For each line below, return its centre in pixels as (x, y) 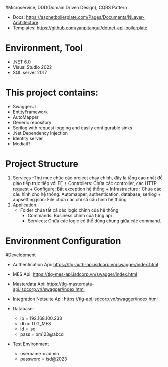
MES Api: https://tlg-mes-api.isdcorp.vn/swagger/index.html (75, 274)
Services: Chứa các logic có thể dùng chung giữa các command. (94, 221)
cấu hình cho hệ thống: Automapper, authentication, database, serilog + (87, 194)
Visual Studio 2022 (32, 67)
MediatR (21, 144)
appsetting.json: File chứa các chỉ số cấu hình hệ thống (69, 199)
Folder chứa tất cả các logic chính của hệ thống (69, 210)
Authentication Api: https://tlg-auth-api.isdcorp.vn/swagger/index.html (86, 264)
